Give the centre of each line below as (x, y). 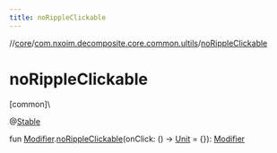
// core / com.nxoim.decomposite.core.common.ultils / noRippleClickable (138, 43)
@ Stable (25, 121)
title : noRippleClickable (57, 17)
